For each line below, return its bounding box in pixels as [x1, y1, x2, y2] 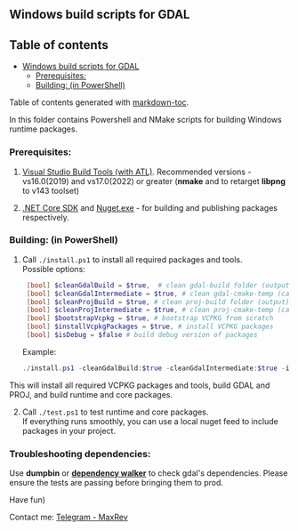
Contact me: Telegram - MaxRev [9, 511, 128, 523]
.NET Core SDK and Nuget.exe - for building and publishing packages [21, 202, 278, 213]
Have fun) [9, 495, 46, 505]
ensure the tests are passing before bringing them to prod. [9, 478, 224, 488]
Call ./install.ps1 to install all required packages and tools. [21, 253, 243, 265]
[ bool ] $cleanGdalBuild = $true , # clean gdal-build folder [26, 280, 258, 290]
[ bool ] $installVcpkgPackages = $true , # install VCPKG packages [26, 322, 274, 332]
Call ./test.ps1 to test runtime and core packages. [21, 406, 209, 417]
